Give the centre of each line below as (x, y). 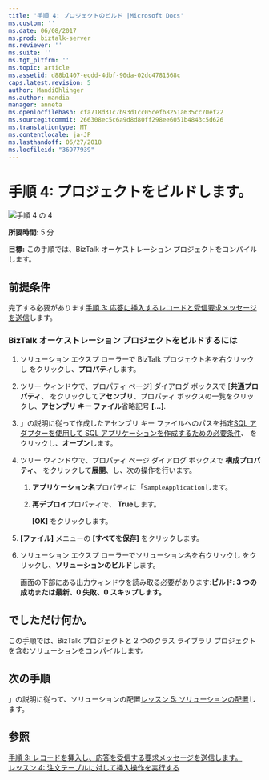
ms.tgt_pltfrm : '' (39, 61)
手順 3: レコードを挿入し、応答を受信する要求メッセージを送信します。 (125, 758)
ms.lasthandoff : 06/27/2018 (55, 142)
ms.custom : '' (32, 23)
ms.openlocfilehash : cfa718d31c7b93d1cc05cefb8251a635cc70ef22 (116, 113)
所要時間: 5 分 (31, 232)
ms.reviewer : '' (35, 46)
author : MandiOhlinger (46, 90)
